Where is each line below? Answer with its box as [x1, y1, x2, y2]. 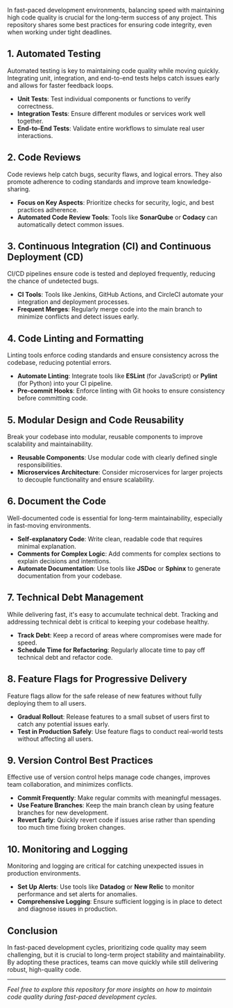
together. [17, 117, 44, 125]
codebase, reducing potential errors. [7, 359, 112, 367]
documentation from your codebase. [17, 572, 123, 580]
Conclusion [7, 925, 58, 937]
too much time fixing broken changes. [17, 823, 126, 832]
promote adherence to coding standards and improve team [7, 177, 175, 186]
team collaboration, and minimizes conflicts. [7, 780, 133, 789]
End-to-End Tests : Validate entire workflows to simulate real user [17, 124, 205, 133]
